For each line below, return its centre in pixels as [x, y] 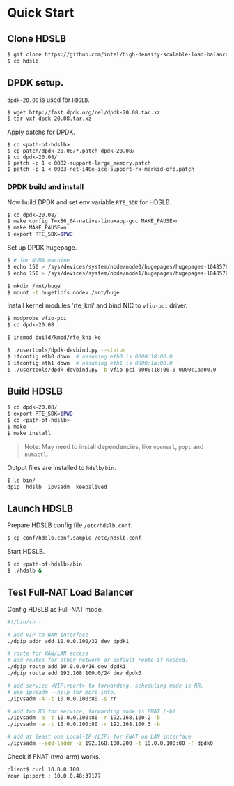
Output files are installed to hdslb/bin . [62, 467]
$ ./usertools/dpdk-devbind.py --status [67, 350]
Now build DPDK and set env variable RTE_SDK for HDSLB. [89, 202]
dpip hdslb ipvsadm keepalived [57, 487]
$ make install [29, 433]
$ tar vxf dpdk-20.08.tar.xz [49, 119]
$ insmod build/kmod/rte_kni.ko [54, 338]
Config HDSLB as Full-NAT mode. [55, 609]
